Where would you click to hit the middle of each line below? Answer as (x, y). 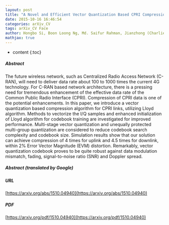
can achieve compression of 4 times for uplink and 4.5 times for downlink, (82, 140)
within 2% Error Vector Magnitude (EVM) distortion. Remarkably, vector (79, 146)
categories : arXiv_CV (28, 24)
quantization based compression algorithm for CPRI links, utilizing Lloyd (79, 108)
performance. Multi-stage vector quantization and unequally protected (78, 124)
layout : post (19, 10)
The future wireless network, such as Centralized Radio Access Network (80, 76)
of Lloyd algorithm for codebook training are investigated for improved (78, 119)
